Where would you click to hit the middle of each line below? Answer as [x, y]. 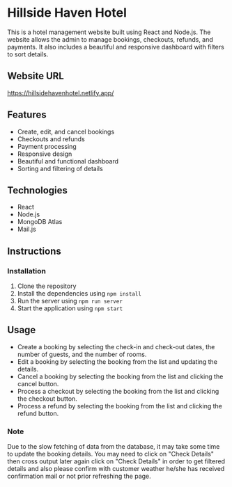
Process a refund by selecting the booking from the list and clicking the [120, 406]
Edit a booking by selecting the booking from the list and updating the [117, 361]
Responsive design [45, 154]
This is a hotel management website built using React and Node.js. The [109, 32]
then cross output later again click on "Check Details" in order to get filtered [116, 461]
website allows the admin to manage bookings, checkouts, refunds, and [110, 39]
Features [27, 115]
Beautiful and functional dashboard [68, 161]
